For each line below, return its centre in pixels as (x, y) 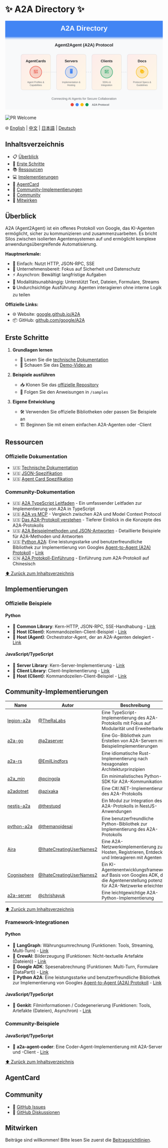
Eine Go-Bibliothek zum (126, 735)
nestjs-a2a (19, 806)
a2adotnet (18, 791)
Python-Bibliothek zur (124, 824)
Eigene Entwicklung (33, 401)
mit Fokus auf (137, 723)
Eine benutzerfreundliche (128, 818)
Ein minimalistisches (122, 776)
